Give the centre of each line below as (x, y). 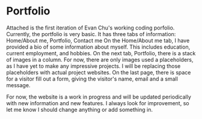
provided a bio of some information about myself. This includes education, (98, 47)
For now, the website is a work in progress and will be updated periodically (99, 97)
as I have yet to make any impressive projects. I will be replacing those (93, 66)
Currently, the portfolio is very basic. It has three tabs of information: (91, 34)
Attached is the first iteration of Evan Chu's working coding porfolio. (90, 28)
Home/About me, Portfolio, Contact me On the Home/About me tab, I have (98, 40)
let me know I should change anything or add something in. (80, 109)
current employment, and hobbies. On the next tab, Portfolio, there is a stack (101, 53)
